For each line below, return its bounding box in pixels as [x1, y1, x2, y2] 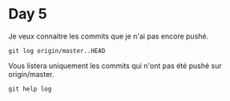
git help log [8, 85, 52, 93]
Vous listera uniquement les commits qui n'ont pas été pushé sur [8, 61, 222, 71]
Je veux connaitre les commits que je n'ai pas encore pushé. [8, 31, 209, 41]
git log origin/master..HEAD [8, 46, 106, 55]
